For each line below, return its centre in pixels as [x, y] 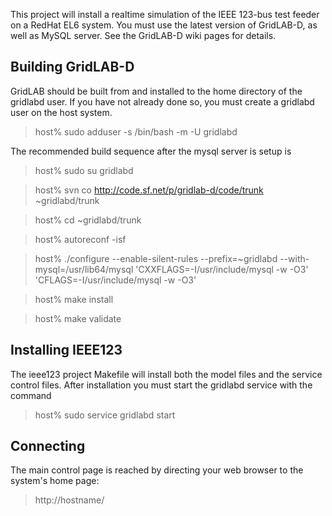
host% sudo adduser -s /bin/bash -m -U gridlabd [136, 131]
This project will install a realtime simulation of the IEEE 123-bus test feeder [165, 14]
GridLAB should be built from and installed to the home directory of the [156, 91]
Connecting [48, 446]
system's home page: [55, 481]
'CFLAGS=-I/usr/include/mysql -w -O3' [115, 280]
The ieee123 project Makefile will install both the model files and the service [166, 374]
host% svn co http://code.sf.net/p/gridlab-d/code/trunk [149, 190]
